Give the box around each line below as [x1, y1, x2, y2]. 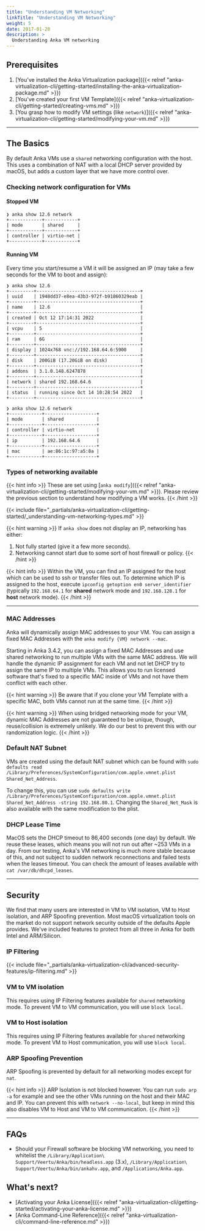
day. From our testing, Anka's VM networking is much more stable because [6, 847, 195, 855]
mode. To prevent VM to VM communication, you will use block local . [6, 1003, 183, 1010]
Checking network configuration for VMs [6, 182, 131, 191]
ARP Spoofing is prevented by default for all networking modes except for [6, 1068, 192, 1075]
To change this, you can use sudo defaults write [6, 786, 131, 794]
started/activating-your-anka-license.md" [15, 1205, 120, 1212]
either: [6, 531, 23, 539]
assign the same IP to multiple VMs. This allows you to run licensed [6, 666, 176, 673]
